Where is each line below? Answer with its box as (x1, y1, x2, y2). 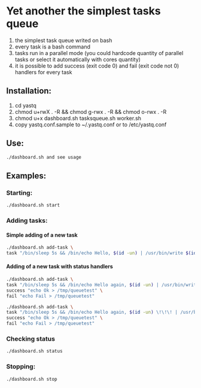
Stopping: (6, 362, 36, 371)
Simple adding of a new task (6, 231, 78, 238)
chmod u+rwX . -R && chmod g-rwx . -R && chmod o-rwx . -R (14, 108, 167, 115)
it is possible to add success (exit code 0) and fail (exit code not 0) (14, 62, 179, 69)
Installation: (6, 86, 52, 96)
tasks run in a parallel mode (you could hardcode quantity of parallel (14, 49, 184, 56)
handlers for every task (14, 68, 72, 75)
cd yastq (14, 102, 37, 109)
